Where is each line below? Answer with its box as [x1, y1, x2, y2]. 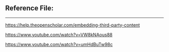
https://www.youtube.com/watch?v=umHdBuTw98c [5, 41, 113, 47]
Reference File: [5, 4, 54, 12]
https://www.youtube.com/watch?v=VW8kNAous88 [5, 31, 113, 37]
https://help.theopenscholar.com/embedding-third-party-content [5, 22, 140, 28]
